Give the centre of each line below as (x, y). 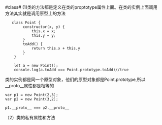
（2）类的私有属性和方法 (30, 117)
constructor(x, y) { (44, 27)
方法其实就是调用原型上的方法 (35, 13)
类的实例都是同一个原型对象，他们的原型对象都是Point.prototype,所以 (75, 79)
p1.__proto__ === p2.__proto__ (37, 108)
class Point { (26, 23)
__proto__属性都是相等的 (30, 86)
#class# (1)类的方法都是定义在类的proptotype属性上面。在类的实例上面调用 (81, 7)
